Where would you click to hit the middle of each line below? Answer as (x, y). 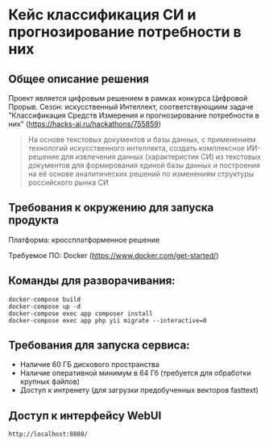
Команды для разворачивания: (92, 281)
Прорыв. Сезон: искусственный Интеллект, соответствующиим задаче (131, 107)
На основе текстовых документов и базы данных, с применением (142, 140)
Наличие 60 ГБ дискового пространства (89, 365)
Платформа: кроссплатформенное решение (84, 240)
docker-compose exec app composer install (81, 313)
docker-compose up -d (45, 306)
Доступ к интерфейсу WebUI (85, 416)
